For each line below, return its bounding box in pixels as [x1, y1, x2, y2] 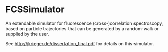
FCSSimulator [5, 4, 65, 15]
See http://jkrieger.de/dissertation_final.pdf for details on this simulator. [5, 40, 154, 46]
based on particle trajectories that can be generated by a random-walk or [5, 25, 159, 31]
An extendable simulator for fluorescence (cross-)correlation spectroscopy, [5, 20, 163, 26]
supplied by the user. [5, 31, 49, 37]
